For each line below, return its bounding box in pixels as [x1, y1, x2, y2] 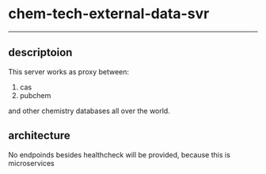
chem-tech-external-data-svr [8, 5, 210, 23]
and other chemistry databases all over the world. [8, 106, 170, 115]
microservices [8, 158, 55, 168]
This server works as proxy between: [8, 66, 129, 76]
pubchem [19, 90, 51, 100]
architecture [8, 129, 71, 142]
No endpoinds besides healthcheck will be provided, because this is [8, 149, 231, 159]
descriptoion [8, 46, 73, 59]
